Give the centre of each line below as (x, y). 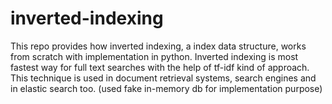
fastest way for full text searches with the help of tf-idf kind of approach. (160, 67)
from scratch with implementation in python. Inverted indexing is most (154, 56)
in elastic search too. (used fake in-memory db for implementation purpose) (166, 88)
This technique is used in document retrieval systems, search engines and (163, 78)
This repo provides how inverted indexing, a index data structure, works (158, 46)
